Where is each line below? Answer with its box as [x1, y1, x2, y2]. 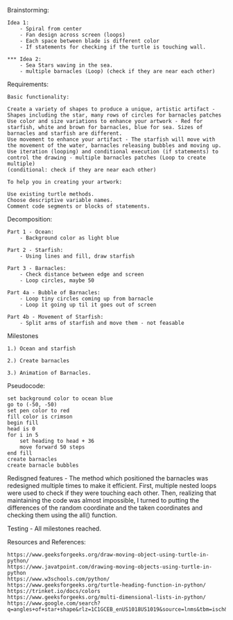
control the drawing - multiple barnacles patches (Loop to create [7, 154, 207, 161]
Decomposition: [7, 215, 53, 223]
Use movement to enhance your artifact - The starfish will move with [7, 136, 216, 143]
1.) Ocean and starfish [7, 345, 76, 352]
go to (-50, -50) [7, 401, 58, 408]
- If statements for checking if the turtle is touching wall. [19, 44, 207, 51]
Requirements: [7, 80, 49, 88]
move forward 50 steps [19, 444, 85, 451]
